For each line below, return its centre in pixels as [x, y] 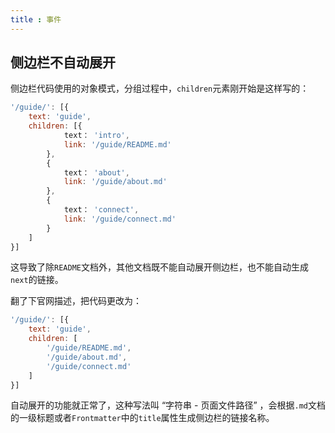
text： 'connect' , [101, 210]
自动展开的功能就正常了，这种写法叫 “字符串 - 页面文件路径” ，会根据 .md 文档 [168, 405]
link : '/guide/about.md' [115, 182]
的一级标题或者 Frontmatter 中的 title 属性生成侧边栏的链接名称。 [142, 418]
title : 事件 [36, 19]
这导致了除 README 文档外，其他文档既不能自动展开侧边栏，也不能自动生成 [159, 267]
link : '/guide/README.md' [117, 144]
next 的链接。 [37, 280]
